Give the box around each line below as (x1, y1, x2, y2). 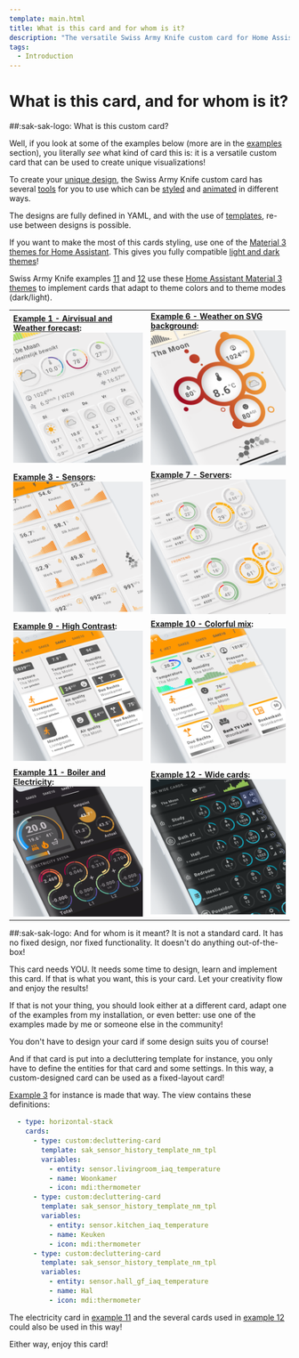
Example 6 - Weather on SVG (150, 311, 263, 321)
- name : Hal (48, 1287, 93, 1296)
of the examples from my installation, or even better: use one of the (9, 1010, 256, 1021)
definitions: (9, 1099, 51, 1110)
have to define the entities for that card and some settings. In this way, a (9, 1063, 274, 1074)
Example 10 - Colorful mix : (150, 618, 254, 629)
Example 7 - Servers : (150, 469, 232, 480)
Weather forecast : (12, 323, 82, 334)
